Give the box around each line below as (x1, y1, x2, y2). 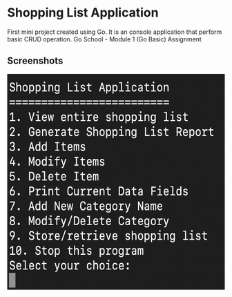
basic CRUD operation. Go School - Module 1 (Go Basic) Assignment (7, 35, 202, 43)
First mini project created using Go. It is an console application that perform (7, 28, 222, 36)
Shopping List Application (7, 5, 159, 21)
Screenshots (7, 55, 64, 67)
